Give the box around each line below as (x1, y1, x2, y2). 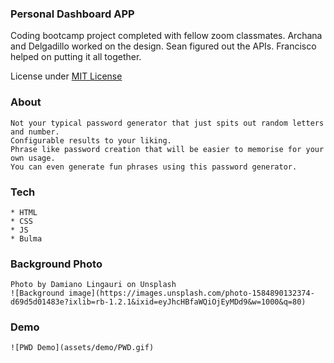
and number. (10, 127, 60, 137)
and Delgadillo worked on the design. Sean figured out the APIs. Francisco (10, 40, 317, 52)
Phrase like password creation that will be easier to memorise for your (10, 144, 325, 154)
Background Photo (10, 257, 103, 271)
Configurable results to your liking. (10, 135, 172, 146)
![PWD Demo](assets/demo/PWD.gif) (10, 343, 155, 353)
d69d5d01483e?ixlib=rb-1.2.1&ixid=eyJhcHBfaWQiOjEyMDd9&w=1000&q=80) (10, 297, 307, 307)
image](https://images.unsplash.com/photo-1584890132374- (68, 288, 315, 299)
